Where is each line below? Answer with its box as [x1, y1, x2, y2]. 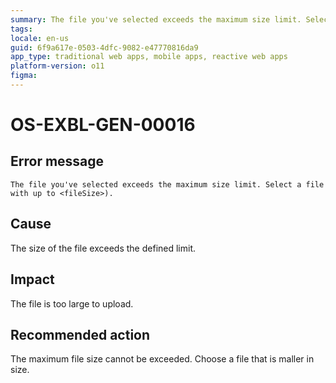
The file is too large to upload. [10, 297, 134, 310]
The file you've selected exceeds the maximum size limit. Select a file [10, 179, 325, 190]
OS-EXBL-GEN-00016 [10, 114, 196, 136]
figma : [10, 71, 38, 81]
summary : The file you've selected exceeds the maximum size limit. [10, 14, 302, 25]
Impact [10, 271, 55, 288]
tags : [10, 24, 33, 34]
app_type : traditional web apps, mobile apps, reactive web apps [10, 52, 288, 62]
